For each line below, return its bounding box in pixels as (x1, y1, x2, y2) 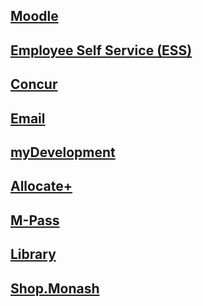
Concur (10, 76, 58, 93)
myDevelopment (10, 144, 116, 161)
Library (10, 246, 57, 263)
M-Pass (10, 212, 60, 229)
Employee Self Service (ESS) (10, 42, 193, 59)
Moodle (10, 8, 59, 25)
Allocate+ (10, 178, 73, 195)
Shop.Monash (10, 280, 100, 297)
